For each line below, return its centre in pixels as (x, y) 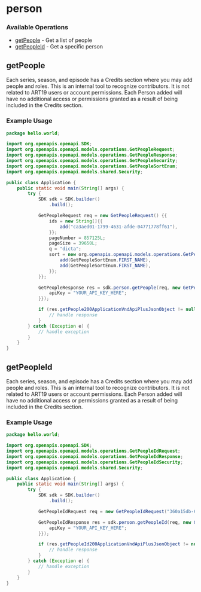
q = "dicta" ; (65, 249)
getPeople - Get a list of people (54, 40)
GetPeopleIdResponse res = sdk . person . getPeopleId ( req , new (115, 522)
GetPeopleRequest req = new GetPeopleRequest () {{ (103, 216)
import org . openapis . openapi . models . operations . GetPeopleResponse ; (92, 155)
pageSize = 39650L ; (73, 243)
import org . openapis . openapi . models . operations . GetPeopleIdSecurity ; (95, 462)
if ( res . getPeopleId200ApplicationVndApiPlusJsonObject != (113, 544)
